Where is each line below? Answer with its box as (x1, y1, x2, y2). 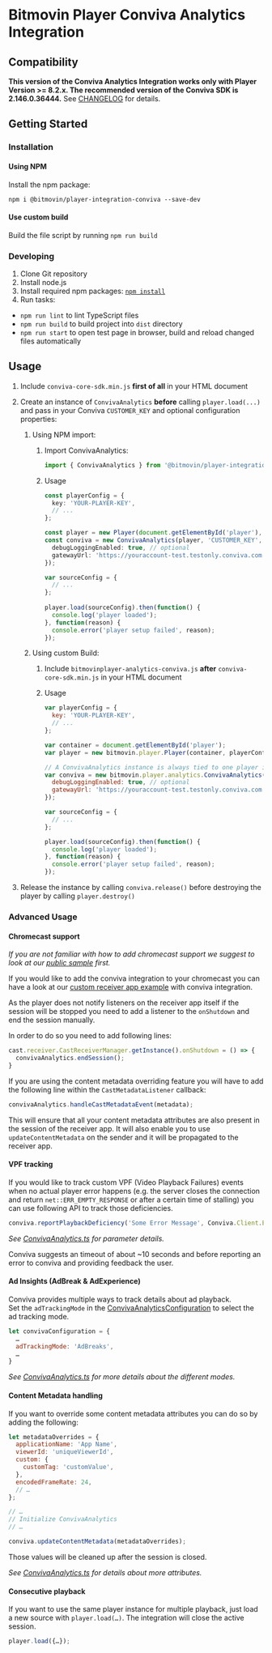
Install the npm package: (8, 180, 91, 190)
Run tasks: (19, 295, 56, 305)
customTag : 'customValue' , (23, 1463, 114, 1472)
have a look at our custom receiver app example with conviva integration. (8, 982, 253, 992)
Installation (8, 142, 54, 153)
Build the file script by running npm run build (8, 230, 158, 240)
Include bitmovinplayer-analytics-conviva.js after (44, 664, 217, 674)
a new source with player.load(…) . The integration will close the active (8, 1613, 244, 1623)
